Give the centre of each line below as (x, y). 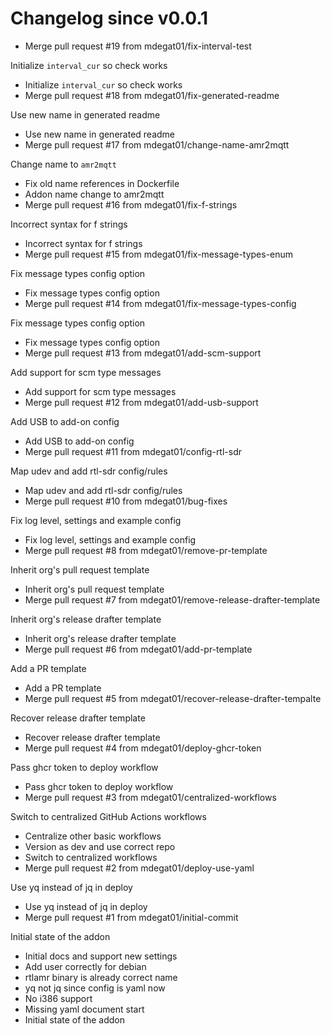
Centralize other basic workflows (93, 836)
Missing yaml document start (84, 1009)
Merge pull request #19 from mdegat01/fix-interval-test (138, 46)
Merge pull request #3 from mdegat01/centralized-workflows (150, 797)
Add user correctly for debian (85, 966)
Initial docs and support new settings (101, 956)
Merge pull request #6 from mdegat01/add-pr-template (138, 649)
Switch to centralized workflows (91, 857)
